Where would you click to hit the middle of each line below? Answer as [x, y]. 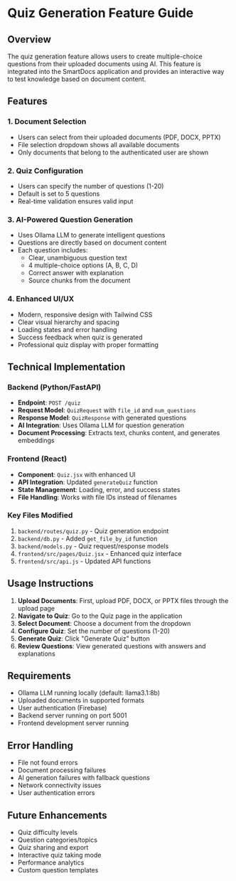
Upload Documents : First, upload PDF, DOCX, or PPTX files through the [123, 600]
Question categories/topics [58, 840]
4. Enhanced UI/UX [41, 299]
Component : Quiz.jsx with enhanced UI [77, 474]
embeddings [36, 440]
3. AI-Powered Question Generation [70, 220]
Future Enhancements [58, 815]
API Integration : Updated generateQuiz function [87, 482]
